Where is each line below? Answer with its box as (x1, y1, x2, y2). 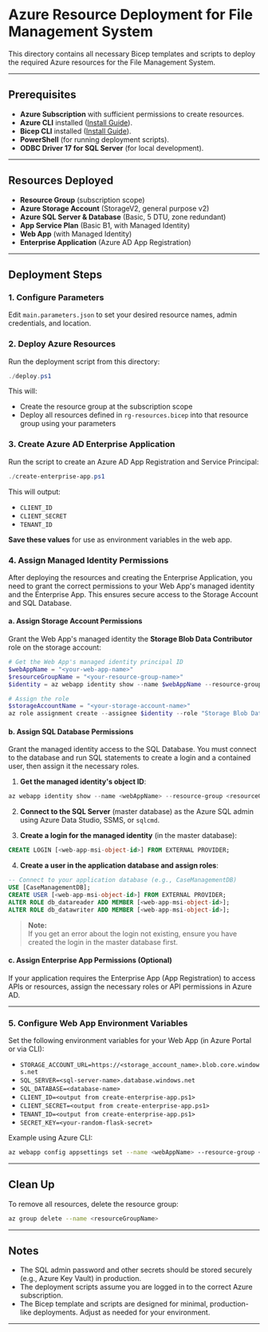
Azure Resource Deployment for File (8, 6, 254, 24)
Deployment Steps (8, 267, 102, 281)
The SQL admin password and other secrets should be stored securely (19, 1265, 253, 1275)
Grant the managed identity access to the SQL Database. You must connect (8, 745, 257, 754)
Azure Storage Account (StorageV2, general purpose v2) (19, 204, 210, 213)
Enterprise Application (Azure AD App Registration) (19, 237, 191, 247)
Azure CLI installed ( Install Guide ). (19, 117, 133, 127)
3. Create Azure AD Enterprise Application (8, 439, 175, 450)
